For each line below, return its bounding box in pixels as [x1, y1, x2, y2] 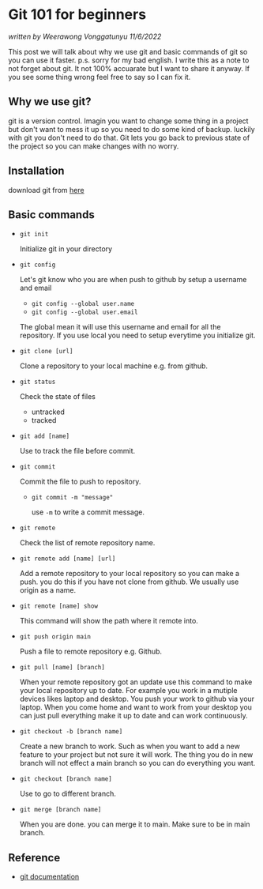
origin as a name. [19, 586, 77, 595]
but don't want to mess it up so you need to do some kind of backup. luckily [8, 124, 255, 134]
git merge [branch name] [19, 806, 102, 814]
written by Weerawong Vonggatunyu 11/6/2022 [8, 32, 162, 41]
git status [19, 378, 56, 386]
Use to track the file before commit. [19, 446, 136, 456]
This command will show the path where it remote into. [19, 616, 199, 626]
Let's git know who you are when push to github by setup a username [19, 275, 247, 284]
